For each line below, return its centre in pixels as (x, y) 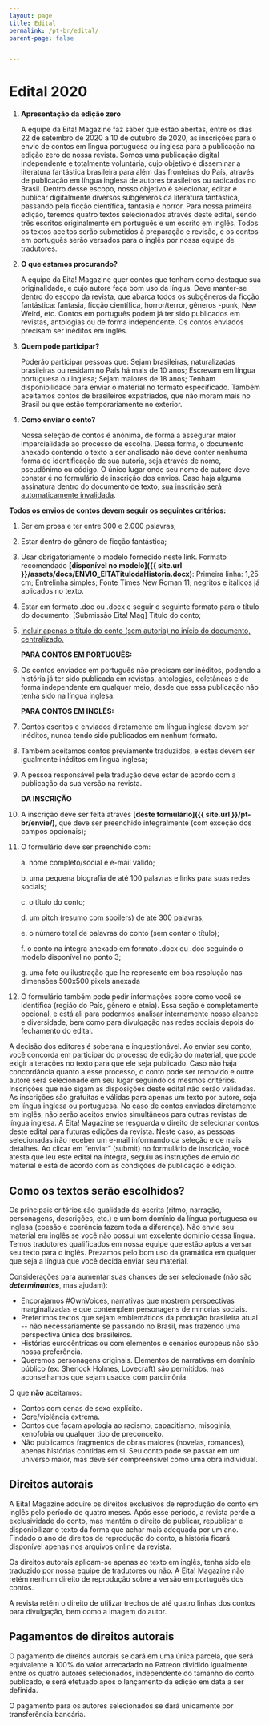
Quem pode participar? (60, 346)
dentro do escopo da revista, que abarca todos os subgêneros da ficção (140, 296)
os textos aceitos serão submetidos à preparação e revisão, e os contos (139, 232)
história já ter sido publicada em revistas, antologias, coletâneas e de (134, 679)
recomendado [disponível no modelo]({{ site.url (101, 566)
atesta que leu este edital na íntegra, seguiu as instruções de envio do (124, 1157)
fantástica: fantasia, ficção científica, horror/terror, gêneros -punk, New (139, 305)
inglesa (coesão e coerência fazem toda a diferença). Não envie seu (122, 1227)
